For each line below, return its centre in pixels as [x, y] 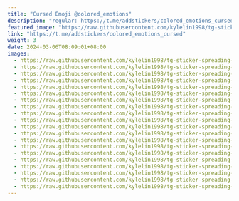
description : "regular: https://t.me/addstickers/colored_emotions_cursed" [122, 21]
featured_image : [31, 27]
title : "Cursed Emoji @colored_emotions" [70, 14]
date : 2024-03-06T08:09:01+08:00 [57, 47]
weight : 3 [22, 41]
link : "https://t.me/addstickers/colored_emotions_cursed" [97, 34]
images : [19, 54]
